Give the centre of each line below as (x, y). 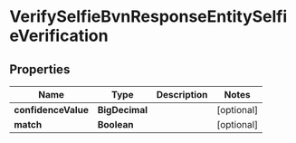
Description (182, 95)
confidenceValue (51, 110)
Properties (40, 69)
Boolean (115, 124)
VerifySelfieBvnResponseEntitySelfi (148, 17)
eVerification (59, 36)
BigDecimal (122, 110)
